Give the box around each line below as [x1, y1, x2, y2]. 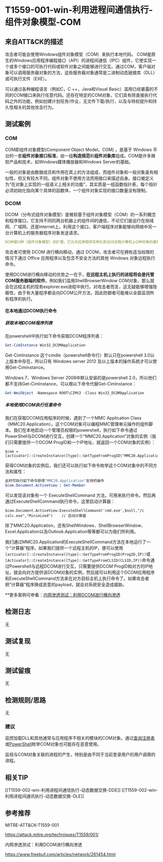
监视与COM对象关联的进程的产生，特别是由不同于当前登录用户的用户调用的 [5, 751, 156, 758]
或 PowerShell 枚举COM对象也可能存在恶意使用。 [5, 741, 102, 747]
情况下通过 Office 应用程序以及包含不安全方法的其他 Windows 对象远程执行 [5, 255, 155, 261]
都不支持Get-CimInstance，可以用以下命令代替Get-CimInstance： [5, 381, 137, 387]
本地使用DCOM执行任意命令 [5, 402, 62, 407]
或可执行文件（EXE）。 [5, 76, 49, 81]
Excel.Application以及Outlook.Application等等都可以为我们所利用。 [5, 528, 139, 534]
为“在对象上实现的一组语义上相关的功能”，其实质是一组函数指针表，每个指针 [5, 181, 158, 187]
